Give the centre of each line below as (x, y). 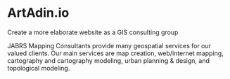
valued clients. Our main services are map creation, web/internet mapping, (115, 53)
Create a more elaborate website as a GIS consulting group (93, 32)
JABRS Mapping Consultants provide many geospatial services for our (109, 45)
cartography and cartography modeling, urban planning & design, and (108, 60)
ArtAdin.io (38, 13)
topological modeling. (39, 68)
